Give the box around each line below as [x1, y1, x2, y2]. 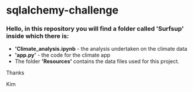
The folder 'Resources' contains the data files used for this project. [14, 58, 179, 65]
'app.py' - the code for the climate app [14, 51, 111, 59]
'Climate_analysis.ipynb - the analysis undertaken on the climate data [14, 45, 188, 52]
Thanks [6, 69, 25, 77]
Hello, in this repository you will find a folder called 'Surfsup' [6, 25, 184, 33]
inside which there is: [6, 32, 69, 40]
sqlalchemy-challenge [6, 4, 119, 17]
